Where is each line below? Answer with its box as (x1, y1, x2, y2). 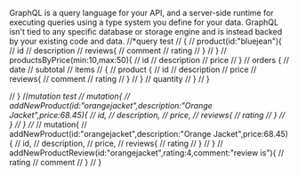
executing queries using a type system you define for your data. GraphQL (9, 17, 278, 28)
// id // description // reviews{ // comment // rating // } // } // (9, 45, 227, 56)
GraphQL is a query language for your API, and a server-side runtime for (9, 8, 274, 18)
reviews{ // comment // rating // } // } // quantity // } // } (9, 74, 211, 84)
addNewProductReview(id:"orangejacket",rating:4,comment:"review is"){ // (9, 148, 285, 158)
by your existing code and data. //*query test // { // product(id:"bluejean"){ (9, 36, 282, 46)
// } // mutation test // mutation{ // (9, 91, 131, 101)
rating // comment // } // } (9, 157, 102, 167)
